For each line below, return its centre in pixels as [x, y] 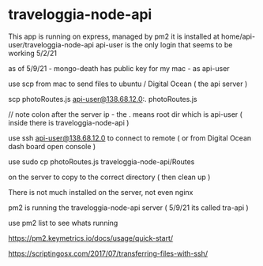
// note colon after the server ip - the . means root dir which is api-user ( [126, 114]
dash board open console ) [52, 146]
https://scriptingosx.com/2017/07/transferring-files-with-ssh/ [108, 253]
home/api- [238, 36]
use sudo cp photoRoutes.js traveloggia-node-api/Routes [101, 161]
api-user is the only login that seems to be [164, 44]
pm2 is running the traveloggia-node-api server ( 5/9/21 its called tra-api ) [128, 208]
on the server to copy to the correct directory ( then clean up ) [109, 177]
